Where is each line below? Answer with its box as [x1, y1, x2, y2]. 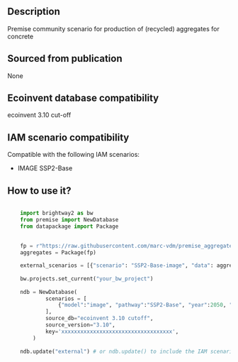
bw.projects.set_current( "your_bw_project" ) [20, 275, 154, 283]
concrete [7, 32, 34, 40]
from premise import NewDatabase [20, 216, 119, 223]
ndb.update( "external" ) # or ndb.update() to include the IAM [20, 348, 208, 355]
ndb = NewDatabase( [20, 288, 78, 295]
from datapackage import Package [20, 223, 119, 230]
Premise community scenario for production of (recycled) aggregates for [7, 24, 220, 33]
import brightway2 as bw [20, 209, 93, 217]
